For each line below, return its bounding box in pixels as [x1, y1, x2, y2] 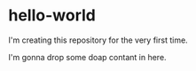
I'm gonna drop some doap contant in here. [8, 51, 167, 62]
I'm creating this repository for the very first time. [8, 35, 188, 45]
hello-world [8, 5, 97, 26]
